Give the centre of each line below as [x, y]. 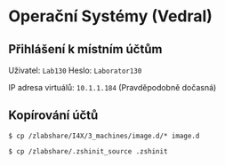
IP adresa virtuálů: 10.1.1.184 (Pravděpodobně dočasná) [112, 87]
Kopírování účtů [53, 116]
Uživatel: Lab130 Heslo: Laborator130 [75, 70]
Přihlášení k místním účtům [85, 49]
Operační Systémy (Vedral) [110, 16]
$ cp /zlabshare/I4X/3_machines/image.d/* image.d [104, 136]
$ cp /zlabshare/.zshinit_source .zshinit [88, 151]
